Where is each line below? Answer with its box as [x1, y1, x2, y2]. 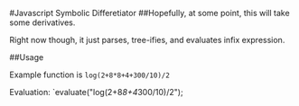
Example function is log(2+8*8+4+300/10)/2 [9, 69, 170, 80]
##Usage [9, 52, 44, 62]
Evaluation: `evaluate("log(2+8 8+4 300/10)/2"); [9, 87, 183, 97]
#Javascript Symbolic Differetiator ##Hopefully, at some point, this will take [9, 8, 291, 18]
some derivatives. [9, 17, 76, 28]
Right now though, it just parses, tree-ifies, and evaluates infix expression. [9, 35, 285, 45]
